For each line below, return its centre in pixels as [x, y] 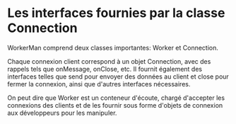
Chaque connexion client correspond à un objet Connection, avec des [109, 61]
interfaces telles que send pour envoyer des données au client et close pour [118, 77]
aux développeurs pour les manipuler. [62, 113]
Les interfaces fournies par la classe [116, 13]
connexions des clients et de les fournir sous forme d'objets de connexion [115, 105]
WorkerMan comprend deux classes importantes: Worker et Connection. [113, 47]
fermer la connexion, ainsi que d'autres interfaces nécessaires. [99, 84]
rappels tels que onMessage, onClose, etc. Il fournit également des [105, 69]
